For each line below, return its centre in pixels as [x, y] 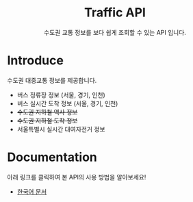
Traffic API [115, 13]
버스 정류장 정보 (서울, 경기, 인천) [61, 94]
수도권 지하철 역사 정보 [47, 112]
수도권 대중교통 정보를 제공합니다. [52, 80]
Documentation [52, 157]
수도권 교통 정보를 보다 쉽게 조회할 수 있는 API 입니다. [115, 32]
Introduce [35, 61]
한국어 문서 [32, 191]
